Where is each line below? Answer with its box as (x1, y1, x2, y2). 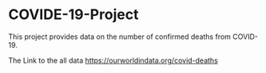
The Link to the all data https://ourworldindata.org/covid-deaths (8, 56, 218, 65)
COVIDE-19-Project (8, 6, 139, 24)
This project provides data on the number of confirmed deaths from (8, 32, 232, 41)
